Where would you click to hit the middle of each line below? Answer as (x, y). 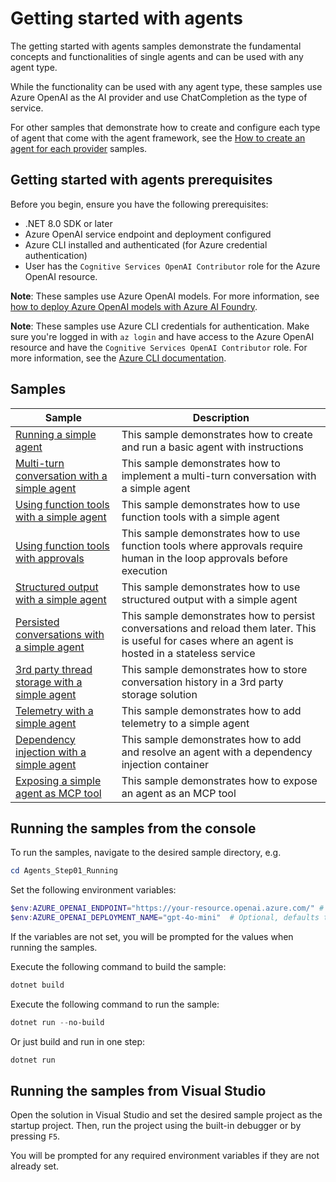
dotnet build (37, 985)
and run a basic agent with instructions (212, 447)
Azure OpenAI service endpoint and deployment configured (148, 234)
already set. (35, 1166)
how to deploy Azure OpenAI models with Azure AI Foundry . (134, 306)
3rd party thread (54, 669)
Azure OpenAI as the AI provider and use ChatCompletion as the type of (159, 97)
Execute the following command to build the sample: (118, 966)
